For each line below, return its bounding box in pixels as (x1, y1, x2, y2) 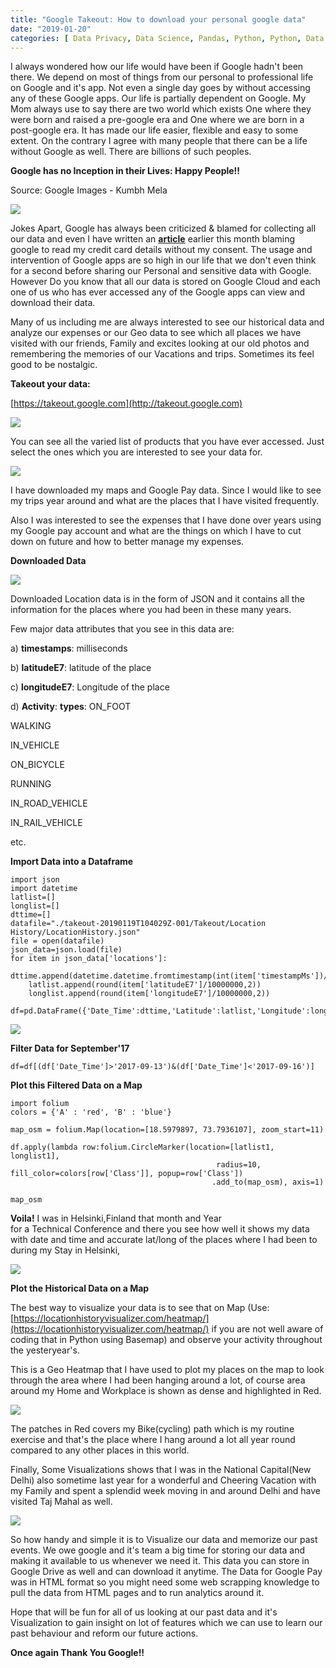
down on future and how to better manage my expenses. (10, 536, 245, 548)
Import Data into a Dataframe (10, 856, 134, 868)
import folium (10, 1099, 70, 1109)
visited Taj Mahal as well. (10, 1496, 113, 1508)
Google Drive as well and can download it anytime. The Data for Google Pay (10, 1566, 323, 1578)
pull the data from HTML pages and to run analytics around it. (10, 1587, 265, 1599)
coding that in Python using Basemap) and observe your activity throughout (10, 1334, 323, 1346)
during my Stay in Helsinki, (10, 1244, 121, 1256)
